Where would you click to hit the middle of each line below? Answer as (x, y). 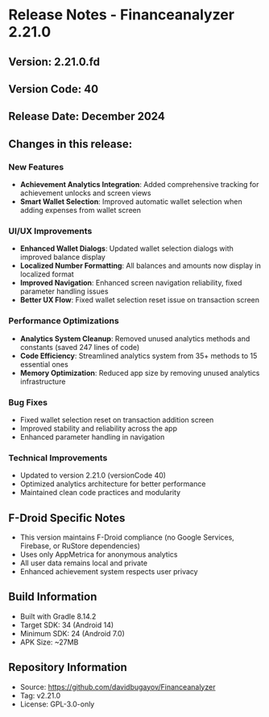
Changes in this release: (70, 144)
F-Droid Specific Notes (67, 518)
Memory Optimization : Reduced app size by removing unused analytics (140, 373)
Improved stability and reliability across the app (98, 428)
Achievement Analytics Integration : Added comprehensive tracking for (139, 185)
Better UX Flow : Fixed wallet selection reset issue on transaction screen (140, 300)
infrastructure (43, 381)
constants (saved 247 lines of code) (80, 347)
